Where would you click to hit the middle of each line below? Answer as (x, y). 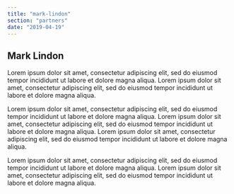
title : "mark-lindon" (39, 14)
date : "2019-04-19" (36, 27)
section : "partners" (38, 21)
